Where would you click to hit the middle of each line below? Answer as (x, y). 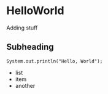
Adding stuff (22, 28)
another (25, 85)
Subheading (30, 47)
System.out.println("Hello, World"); (55, 61)
